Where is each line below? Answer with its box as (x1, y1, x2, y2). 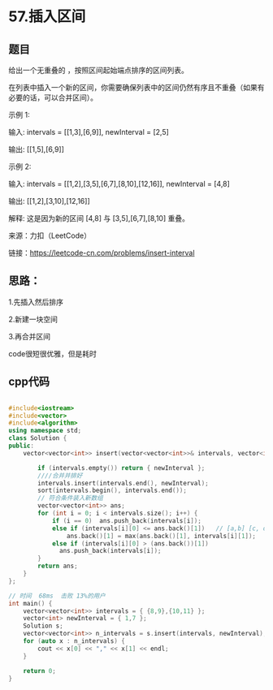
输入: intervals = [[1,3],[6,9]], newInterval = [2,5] (8, 127, 169, 136)
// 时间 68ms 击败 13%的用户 (8, 592, 106, 600)
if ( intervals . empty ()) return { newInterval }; (37, 464, 206, 472)
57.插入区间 (8, 7, 86, 26)
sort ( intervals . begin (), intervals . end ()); (37, 486, 187, 495)
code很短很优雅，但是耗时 (8, 348, 97, 358)
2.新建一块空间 (8, 314, 58, 324)
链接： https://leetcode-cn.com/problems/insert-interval (8, 248, 195, 257)
